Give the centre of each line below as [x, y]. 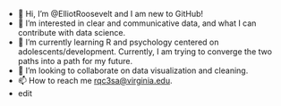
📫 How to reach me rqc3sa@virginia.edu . [95, 81]
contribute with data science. [72, 33]
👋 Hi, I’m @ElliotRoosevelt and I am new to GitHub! [111, 14]
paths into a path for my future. [75, 61]
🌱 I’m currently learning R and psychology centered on [118, 42]
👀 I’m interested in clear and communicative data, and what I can [137, 23]
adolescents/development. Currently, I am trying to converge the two [145, 52]
